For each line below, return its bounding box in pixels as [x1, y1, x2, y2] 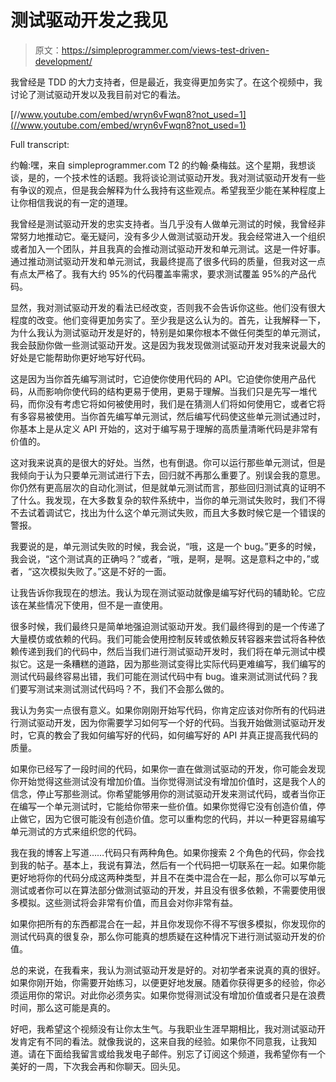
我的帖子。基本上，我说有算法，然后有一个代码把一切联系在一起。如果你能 [18, 859, 326, 871]
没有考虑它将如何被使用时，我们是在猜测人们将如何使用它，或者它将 [44, 397, 326, 410]
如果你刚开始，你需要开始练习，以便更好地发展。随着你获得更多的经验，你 [10, 976, 317, 988]
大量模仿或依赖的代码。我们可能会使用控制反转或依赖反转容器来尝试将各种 [10, 632, 317, 645]
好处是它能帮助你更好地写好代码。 [10, 351, 151, 363]
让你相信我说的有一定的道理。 [10, 196, 133, 208]
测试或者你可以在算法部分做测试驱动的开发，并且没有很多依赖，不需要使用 [10, 884, 317, 896]
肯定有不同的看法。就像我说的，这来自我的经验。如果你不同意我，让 [18, 1035, 300, 1047]
